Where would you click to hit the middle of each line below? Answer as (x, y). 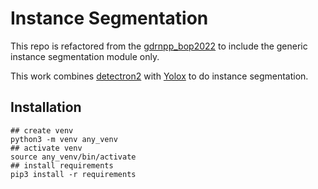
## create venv (42, 130)
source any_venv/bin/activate (73, 157)
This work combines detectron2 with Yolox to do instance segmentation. (159, 76)
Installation (46, 107)
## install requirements (62, 165)
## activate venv (46, 148)
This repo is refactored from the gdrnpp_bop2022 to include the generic (159, 46)
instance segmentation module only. (85, 56)
